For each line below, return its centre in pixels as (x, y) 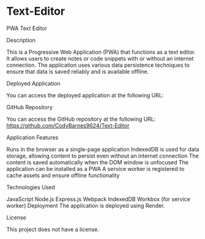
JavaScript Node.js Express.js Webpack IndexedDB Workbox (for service (99, 199)
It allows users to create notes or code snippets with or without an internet (100, 58)
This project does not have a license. (53, 229)
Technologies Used (31, 187)
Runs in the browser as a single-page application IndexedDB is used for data (103, 149)
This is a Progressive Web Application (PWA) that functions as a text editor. (101, 52)
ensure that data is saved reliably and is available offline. (77, 71)
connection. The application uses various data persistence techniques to (98, 65)
